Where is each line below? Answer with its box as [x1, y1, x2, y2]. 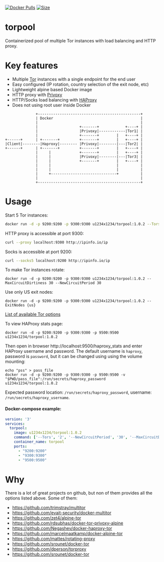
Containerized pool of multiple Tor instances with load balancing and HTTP [5, 38, 156, 43]
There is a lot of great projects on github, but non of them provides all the [5, 490, 153, 496]
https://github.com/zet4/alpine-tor [12, 515, 82, 521]
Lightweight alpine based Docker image [12, 86, 92, 92]
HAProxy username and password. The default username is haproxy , [5, 348, 143, 354]
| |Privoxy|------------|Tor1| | [36, 128, 143, 134]
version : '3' [5, 417, 32, 421]
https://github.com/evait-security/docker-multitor [12, 510, 111, 516]
